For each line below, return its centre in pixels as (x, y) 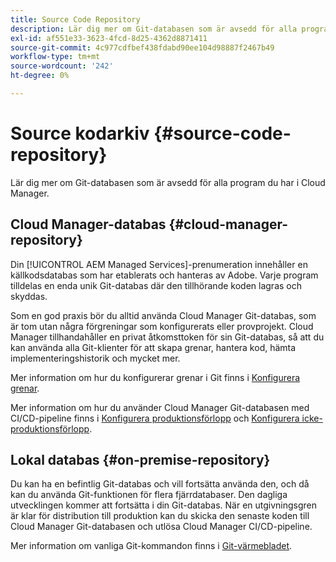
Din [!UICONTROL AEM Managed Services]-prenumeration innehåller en (159, 264)
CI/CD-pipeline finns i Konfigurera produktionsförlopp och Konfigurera (155, 418)
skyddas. (29, 296)
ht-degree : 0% (40, 76)
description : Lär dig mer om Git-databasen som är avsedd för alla (154, 29)
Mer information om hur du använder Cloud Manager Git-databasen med (160, 407)
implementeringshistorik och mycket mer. (95, 358)
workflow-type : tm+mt (55, 57)
